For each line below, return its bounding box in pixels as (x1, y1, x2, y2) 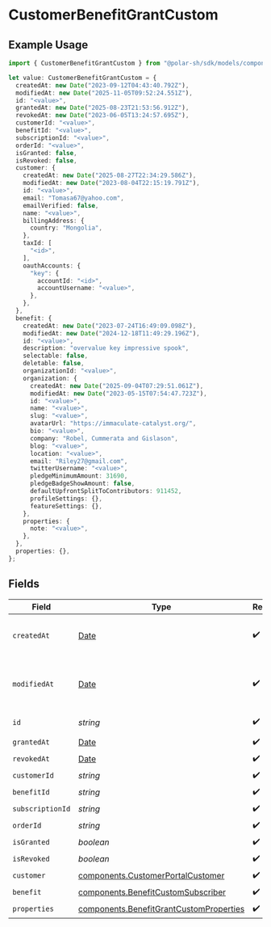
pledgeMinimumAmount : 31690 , (29, 472, 128, 480)
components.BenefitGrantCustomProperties (77, 904, 245, 915)
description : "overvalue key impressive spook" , (23, 344, 190, 352)
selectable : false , (23, 352, 89, 360)
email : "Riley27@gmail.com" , (29, 457, 128, 466)
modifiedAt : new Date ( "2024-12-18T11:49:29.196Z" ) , (23, 329, 200, 337)
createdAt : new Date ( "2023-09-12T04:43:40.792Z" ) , (15, 81, 190, 90)
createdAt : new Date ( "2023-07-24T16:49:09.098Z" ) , (23, 322, 197, 330)
